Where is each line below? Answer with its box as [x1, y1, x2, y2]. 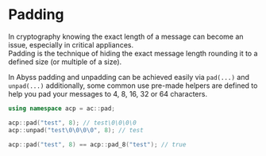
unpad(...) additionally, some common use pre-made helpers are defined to [8, 81, 258, 90]
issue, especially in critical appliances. [8, 40, 133, 49]
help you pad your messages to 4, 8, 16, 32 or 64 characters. [8, 89, 208, 98]
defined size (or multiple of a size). [8, 57, 122, 67]
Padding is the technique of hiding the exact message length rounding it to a [8, 48, 258, 58]
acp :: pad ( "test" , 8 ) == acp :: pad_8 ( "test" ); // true [8, 140, 187, 148]
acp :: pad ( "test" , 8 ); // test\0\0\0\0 [8, 119, 137, 127]
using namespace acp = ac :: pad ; [8, 105, 115, 112]
